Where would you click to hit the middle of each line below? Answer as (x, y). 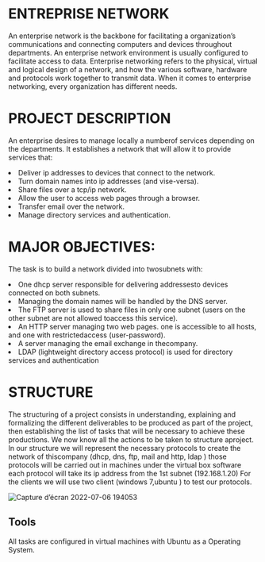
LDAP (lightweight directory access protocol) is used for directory (126, 352)
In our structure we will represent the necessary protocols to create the (125, 448)
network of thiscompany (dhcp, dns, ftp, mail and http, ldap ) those (118, 456)
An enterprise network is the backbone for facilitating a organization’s (122, 36)
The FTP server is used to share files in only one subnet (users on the (132, 310)
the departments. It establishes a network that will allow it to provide (120, 148)
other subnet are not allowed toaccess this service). (93, 318)
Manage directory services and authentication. (95, 214)
